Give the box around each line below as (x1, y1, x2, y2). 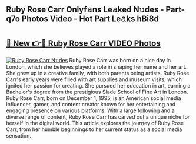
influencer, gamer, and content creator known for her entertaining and (6, 101, 176, 108)
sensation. (6, 132, 31, 139)
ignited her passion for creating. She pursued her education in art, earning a (6, 82, 191, 89)
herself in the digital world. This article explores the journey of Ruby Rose (6, 120, 184, 126)
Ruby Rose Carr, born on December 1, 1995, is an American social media (6, 95, 181, 102)
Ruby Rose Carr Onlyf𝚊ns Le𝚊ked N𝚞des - (6, 5, 164, 15)
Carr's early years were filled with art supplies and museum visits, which (6, 76, 182, 83)
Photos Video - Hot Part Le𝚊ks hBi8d (21, 14, 159, 24)
